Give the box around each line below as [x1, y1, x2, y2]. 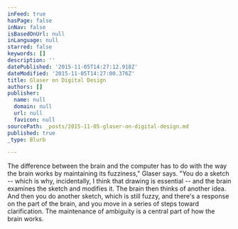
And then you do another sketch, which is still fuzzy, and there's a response [7, 192, 229, 201]
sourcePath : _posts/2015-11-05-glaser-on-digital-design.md [7, 122, 190, 130]
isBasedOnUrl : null [7, 30, 65, 38]
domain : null [13, 103, 53, 110]
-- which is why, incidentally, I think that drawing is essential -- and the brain [7, 177, 232, 186]
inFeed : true [7, 10, 46, 18]
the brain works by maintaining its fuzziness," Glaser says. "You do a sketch [7, 169, 229, 178]
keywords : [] [7, 50, 46, 58]
